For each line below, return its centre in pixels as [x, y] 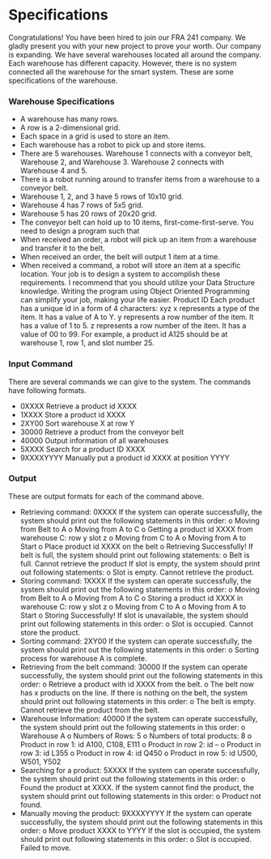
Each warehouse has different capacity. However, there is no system [123, 63]
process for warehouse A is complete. [83, 658]
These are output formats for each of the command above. [106, 496]
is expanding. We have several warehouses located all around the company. [135, 54]
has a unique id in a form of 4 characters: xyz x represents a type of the [140, 309]
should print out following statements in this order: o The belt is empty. [138, 701]
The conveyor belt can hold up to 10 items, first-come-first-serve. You [137, 222]
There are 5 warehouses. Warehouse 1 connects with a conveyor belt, [136, 154]
